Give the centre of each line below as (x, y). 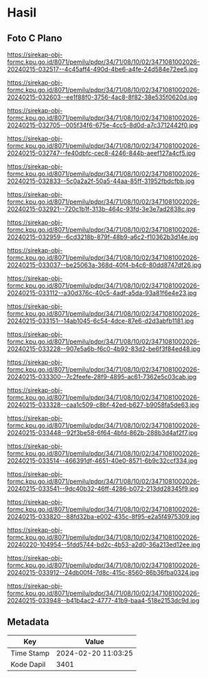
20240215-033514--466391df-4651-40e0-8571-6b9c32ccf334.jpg (102, 460)
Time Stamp (30, 653)
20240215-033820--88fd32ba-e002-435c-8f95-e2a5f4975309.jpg (104, 517)
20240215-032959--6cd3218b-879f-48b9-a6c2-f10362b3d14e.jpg (103, 237)
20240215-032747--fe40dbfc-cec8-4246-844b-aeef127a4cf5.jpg (101, 153)
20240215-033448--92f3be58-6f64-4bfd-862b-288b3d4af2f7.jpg (102, 433)
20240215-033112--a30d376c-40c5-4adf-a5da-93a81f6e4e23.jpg (102, 293)
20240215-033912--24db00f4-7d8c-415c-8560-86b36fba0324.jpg (103, 572)
